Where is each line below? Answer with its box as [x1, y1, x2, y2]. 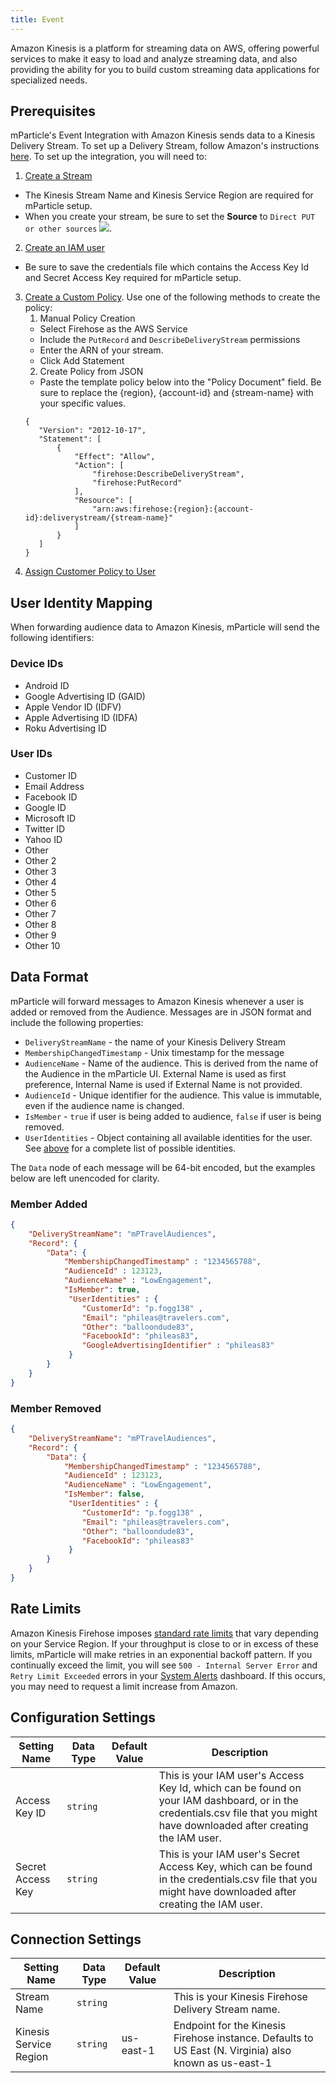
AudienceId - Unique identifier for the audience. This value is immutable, [24, 1089, 323, 1101]
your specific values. [39, 397, 127, 410]
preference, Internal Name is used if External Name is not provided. [24, 1078, 303, 1090]
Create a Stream [24, 170, 93, 182]
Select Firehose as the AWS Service [39, 323, 188, 335]
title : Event [10, 14, 65, 25]
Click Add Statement [39, 355, 125, 367]
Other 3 [24, 865, 57, 877]
